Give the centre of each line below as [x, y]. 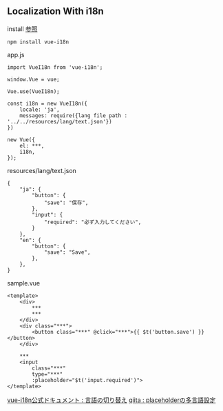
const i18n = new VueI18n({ [47, 103]
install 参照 [22, 29]
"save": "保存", [66, 203]
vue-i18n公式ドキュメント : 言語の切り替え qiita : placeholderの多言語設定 [111, 400]
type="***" [47, 374]
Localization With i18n [56, 11]
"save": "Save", [67, 252]
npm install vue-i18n [38, 42]
